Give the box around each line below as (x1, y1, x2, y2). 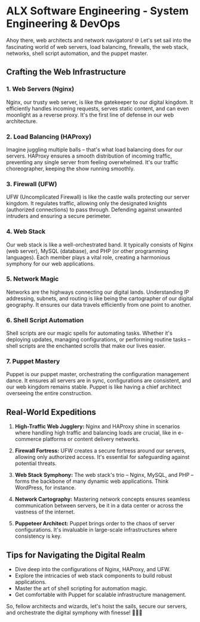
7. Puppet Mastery (6, 357, 60, 365)
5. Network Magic (6, 275, 59, 283)
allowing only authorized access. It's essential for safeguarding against (14, 454, 190, 461)
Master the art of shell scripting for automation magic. (14, 585, 148, 592)
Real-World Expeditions (6, 407, 97, 417)
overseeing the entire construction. (6, 390, 93, 397)
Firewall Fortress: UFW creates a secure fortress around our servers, (14, 447, 186, 454)
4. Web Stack (6, 227, 46, 236)
